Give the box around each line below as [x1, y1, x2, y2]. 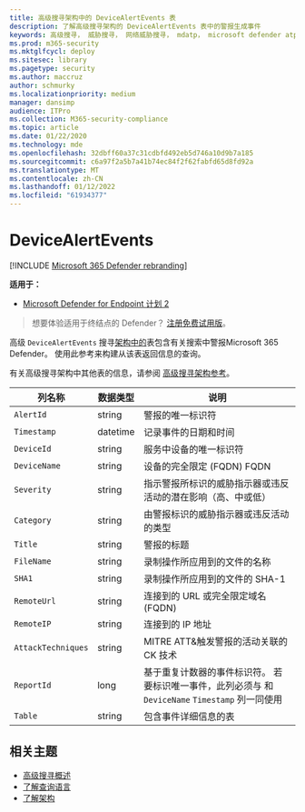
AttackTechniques [14, 642, 89, 653]
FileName [14, 556, 52, 566]
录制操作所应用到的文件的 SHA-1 [143, 572, 286, 585]
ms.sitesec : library [9, 55, 88, 65]
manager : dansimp [9, 97, 75, 107]
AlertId [14, 409, 47, 419]
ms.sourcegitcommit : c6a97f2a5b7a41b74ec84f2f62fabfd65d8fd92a [9, 156, 254, 166]
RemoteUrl [14, 596, 56, 606]
